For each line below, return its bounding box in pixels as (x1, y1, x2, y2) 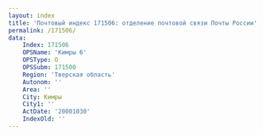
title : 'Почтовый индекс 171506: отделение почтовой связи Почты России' (8, 19, 258, 27)
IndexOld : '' (22, 115, 66, 123)
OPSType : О (22, 56, 59, 64)
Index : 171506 (22, 41, 69, 49)
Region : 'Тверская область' (22, 71, 115, 79)
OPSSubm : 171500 (22, 64, 77, 71)
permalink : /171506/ (8, 26, 77, 34)
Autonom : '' (22, 78, 62, 86)
